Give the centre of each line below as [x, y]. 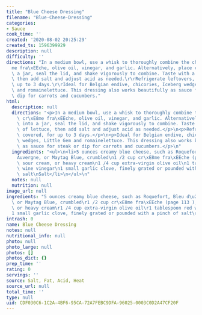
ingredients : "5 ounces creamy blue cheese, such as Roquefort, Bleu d [98, 196]
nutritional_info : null [36, 235]
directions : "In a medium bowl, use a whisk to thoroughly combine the [98, 62]
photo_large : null [29, 247]
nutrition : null [32, 186]
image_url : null [26, 191]
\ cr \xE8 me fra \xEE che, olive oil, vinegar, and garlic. [90, 118]
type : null [20, 298]
